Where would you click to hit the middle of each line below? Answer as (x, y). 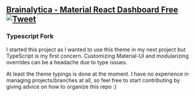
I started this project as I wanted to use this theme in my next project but (96, 49)
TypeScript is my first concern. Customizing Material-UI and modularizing (97, 56)
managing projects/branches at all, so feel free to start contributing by (93, 80)
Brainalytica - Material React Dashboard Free (92, 10)
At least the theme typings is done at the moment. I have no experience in (98, 74)
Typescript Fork (30, 37)
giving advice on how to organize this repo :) (62, 86)
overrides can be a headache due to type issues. (67, 62)
